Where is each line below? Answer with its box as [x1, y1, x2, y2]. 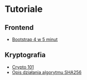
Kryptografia [4, 51, 46, 59]
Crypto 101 [11, 64, 34, 70]
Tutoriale [4, 3, 43, 15]
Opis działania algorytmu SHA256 [11, 69, 82, 75]
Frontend [4, 23, 34, 32]
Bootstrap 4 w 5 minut [11, 36, 58, 42]
